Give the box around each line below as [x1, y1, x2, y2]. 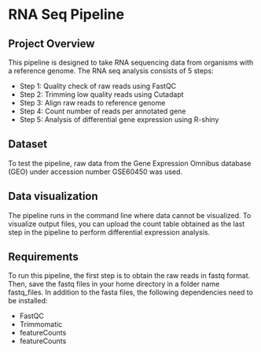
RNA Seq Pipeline [8, 6, 124, 24]
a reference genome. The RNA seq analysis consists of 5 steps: [8, 66, 214, 76]
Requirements [8, 250, 79, 264]
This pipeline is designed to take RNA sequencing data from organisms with [8, 57, 254, 67]
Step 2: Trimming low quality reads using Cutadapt [19, 90, 184, 99]
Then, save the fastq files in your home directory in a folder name [8, 280, 220, 289]
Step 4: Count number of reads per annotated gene [19, 106, 186, 116]
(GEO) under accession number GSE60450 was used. [8, 167, 183, 176]
